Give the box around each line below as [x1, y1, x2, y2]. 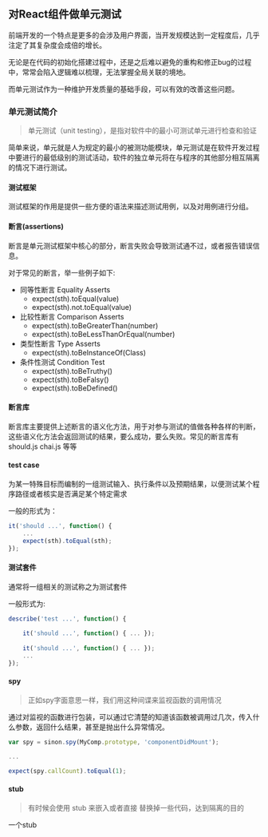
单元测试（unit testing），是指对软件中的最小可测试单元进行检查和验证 [27, 126, 258, 136]
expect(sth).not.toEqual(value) [31, 302, 132, 311]
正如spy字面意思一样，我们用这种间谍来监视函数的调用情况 [27, 695, 222, 704]
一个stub [8, 819, 37, 829]
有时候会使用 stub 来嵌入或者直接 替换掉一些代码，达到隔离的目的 [27, 803, 245, 812]
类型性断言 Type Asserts [19, 339, 101, 348]
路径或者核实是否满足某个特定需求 [14, 489, 128, 498]
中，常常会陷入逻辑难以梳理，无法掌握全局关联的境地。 [8, 67, 190, 77]
